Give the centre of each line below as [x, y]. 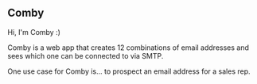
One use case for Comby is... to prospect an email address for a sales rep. [129, 71]
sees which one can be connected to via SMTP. [86, 55]
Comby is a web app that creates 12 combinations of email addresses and [128, 48]
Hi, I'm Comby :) [34, 32]
